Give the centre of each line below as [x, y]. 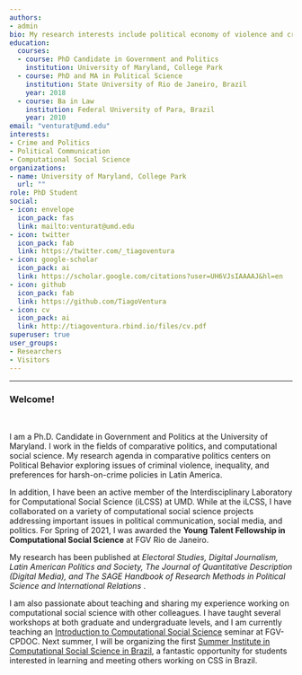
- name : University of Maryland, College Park [98, 176]
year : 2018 [46, 92]
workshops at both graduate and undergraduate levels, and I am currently [146, 622]
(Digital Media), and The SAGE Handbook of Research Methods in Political [147, 576]
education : [30, 43]
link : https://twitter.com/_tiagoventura [96, 251]
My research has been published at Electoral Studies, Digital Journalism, [144, 557]
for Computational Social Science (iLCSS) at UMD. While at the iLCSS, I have [151, 501]
